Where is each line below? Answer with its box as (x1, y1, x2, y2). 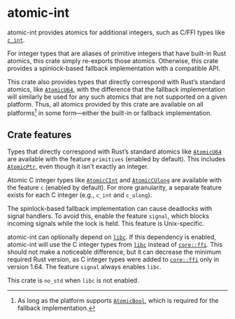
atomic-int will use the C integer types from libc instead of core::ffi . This (7, 240, 223, 249)
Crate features (7, 128, 72, 141)
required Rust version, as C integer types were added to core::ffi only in (7, 255, 220, 264)
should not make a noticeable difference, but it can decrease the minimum (7, 247, 222, 257)
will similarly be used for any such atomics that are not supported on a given (7, 93, 227, 101)
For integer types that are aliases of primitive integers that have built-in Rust (7, 49, 227, 57)
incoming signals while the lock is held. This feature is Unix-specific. (7, 219, 205, 228)
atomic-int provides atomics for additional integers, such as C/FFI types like (7, 28, 225, 36)
